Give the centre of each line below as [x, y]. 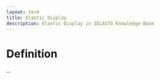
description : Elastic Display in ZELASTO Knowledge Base [80, 23]
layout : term [23, 12]
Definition [32, 54]
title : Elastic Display [37, 18]
